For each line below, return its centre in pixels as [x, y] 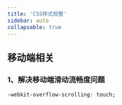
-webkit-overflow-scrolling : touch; [61, 95]
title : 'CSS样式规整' [37, 14]
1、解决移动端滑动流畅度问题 [56, 79]
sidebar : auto [28, 21]
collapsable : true [34, 27]
